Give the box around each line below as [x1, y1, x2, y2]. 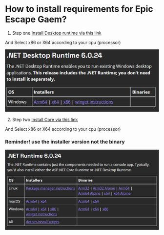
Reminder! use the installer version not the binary [5, 138, 125, 145]
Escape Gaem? [5, 14, 67, 25]
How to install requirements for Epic [5, 3, 154, 15]
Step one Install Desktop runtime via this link [12, 30, 102, 36]
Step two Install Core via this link [12, 117, 78, 122]
